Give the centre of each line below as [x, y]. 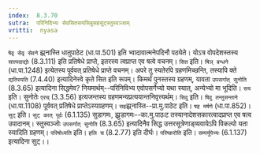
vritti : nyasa [33, 30]
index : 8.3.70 [33, 15]
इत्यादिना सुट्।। [29, 141]
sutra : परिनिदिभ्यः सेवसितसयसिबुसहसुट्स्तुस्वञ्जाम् [69, 23]
